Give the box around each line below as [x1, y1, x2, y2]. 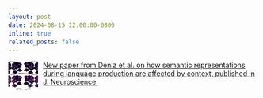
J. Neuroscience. [43, 77, 99, 87]
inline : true [8, 29, 51, 37]
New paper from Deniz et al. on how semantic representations [43, 60, 246, 70]
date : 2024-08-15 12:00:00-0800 [8, 21, 115, 29]
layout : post [8, 13, 51, 21]
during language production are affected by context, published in [43, 69, 256, 78]
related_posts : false [8, 38, 80, 46]
